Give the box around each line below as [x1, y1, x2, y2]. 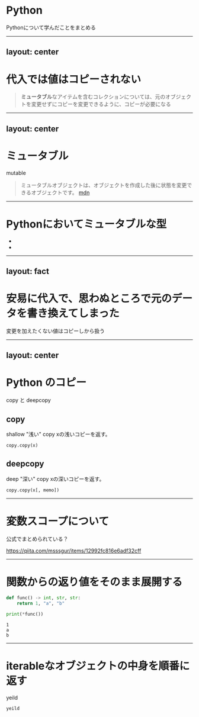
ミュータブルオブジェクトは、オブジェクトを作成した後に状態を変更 [20, 181, 187, 188]
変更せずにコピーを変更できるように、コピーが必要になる [31, 101, 172, 108]
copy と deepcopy [6, 397, 52, 404]
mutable [6, 169, 27, 176]
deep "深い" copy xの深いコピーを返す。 [6, 475, 105, 483]
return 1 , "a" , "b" [17, 600, 65, 607]
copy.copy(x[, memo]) [6, 487, 60, 493]
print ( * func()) [6, 611, 44, 618]
